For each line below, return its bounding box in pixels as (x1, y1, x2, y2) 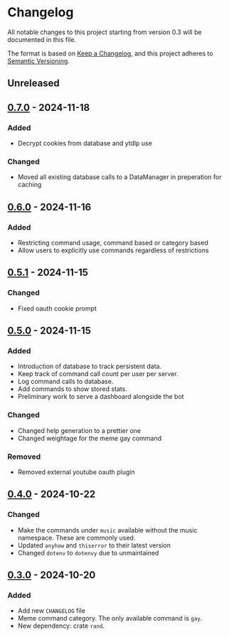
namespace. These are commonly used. (17, 533, 136, 542)
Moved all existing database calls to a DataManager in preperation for (17, 173, 222, 181)
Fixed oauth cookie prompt (17, 304, 97, 313)
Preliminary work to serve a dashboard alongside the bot (17, 392, 184, 401)
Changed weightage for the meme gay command (17, 434, 162, 442)
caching (17, 181, 42, 189)
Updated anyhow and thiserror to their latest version (17, 541, 171, 550)
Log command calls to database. (17, 378, 114, 386)
